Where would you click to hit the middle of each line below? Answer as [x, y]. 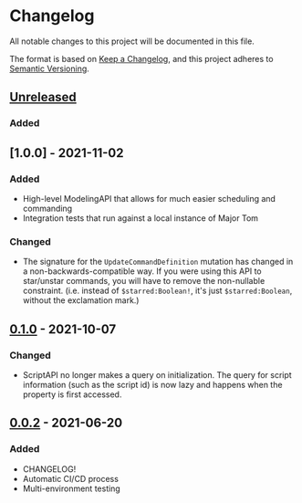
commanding [47, 208]
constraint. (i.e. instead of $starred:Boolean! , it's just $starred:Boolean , [157, 291]
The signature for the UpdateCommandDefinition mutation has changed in [158, 262]
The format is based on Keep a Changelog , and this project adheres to [141, 58]
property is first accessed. [72, 394]
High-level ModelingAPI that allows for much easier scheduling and [149, 198]
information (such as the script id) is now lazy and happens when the [152, 384]
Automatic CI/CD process [70, 478]
